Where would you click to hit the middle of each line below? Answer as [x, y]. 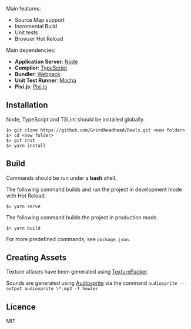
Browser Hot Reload [39, 39]
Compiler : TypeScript [41, 68]
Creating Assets [36, 258]
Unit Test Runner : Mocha [45, 80]
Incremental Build [36, 26]
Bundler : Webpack [37, 74]
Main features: [24, 9]
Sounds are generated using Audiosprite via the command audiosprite [92, 283]
